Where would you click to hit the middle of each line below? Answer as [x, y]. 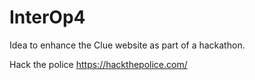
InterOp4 [47, 17]
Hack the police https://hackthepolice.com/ [98, 64]
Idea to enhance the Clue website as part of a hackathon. [127, 45]
